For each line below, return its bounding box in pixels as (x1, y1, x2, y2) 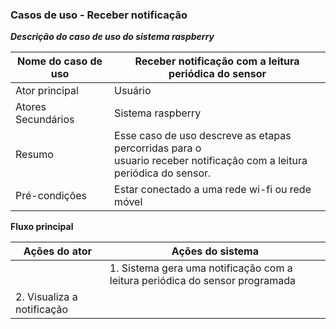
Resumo (15, 148, 54, 162)
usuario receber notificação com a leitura (114, 154, 308, 168)
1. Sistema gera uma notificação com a (109, 261, 293, 275)
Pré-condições (15, 189, 88, 203)
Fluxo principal (10, 221, 74, 233)
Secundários (15, 113, 75, 127)
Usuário (114, 84, 152, 98)
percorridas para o (114, 141, 202, 155)
